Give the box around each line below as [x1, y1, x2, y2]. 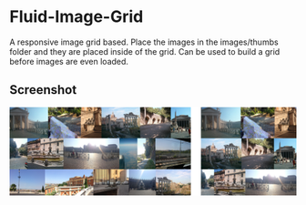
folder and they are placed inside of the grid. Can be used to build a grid [9, 46, 280, 56]
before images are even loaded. [9, 56, 129, 67]
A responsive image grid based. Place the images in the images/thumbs [9, 36, 280, 47]
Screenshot [9, 82, 77, 97]
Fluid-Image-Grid [9, 6, 144, 27]
